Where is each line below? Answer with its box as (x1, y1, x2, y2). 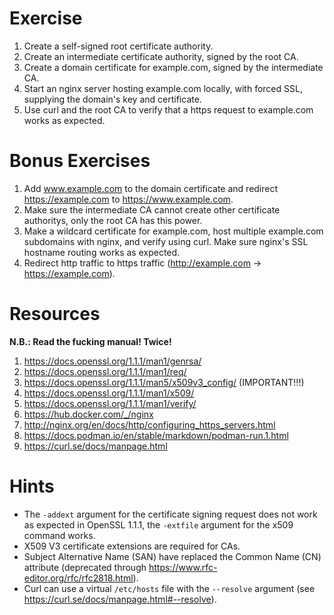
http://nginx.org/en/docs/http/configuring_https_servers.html (23, 418, 276, 431)
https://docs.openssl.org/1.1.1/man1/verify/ (23, 397, 197, 409)
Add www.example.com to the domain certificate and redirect (23, 182, 279, 194)
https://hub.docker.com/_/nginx (23, 408, 154, 420)
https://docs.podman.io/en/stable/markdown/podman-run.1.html (23, 429, 289, 441)
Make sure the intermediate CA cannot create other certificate (23, 203, 281, 216)
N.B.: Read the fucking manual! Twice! (9, 335, 172, 347)
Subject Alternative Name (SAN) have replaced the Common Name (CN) (23, 550, 322, 562)
